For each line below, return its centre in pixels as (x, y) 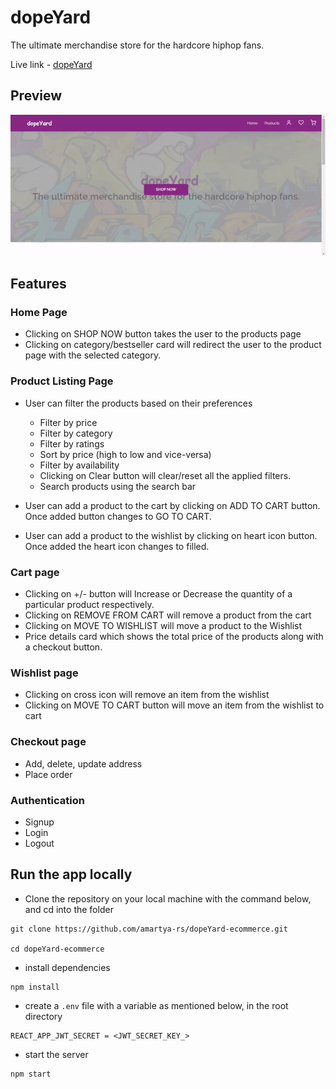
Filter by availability (79, 465)
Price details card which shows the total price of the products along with (174, 636)
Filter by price (68, 422)
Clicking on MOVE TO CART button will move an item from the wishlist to (174, 705)
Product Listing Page (62, 381)
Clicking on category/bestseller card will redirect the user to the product (173, 345)
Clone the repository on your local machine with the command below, (168, 898)
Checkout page (48, 742)
